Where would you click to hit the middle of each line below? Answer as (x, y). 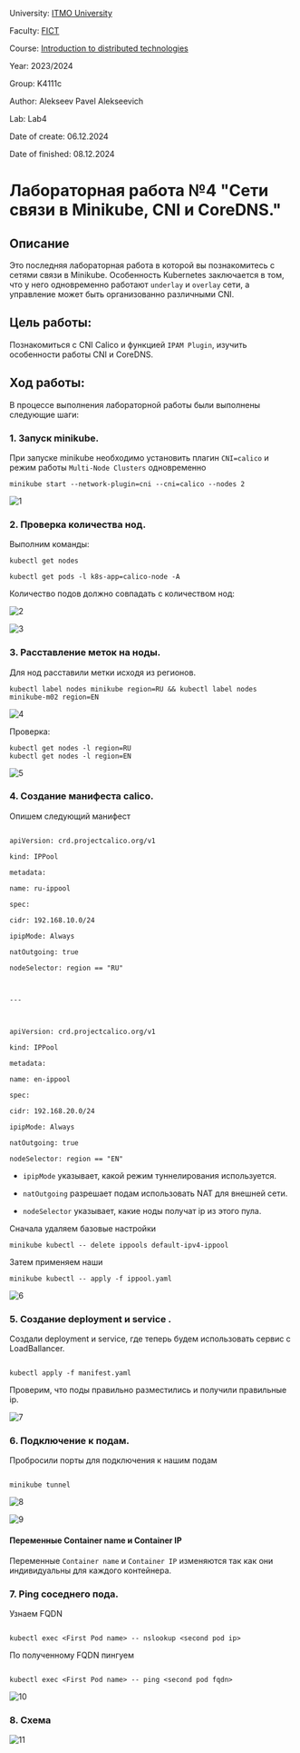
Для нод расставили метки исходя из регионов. (103, 672)
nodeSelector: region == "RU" (67, 968)
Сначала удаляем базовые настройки (83, 1228)
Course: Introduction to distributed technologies (99, 48)
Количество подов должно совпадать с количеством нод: (122, 593)
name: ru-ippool (40, 888)
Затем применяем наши (56, 1261)
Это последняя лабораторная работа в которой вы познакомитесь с (142, 265)
